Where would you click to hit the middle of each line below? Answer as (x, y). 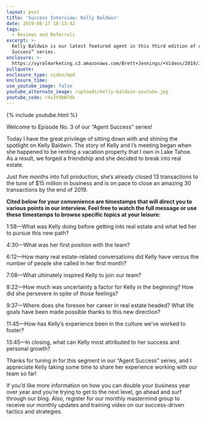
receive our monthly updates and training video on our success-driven (96, 404)
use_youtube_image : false (39, 86)
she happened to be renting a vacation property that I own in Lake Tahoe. (99, 151)
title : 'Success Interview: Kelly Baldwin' (63, 18)
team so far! (21, 373)
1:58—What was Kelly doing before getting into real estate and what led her (101, 226)
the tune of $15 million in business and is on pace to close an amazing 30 (99, 183)
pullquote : (20, 69)
